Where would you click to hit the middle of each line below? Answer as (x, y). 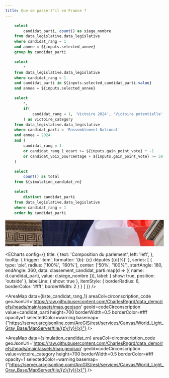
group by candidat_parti (40, 52)
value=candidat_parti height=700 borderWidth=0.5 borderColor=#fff (76, 312)
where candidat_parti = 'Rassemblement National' (67, 130)
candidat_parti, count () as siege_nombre (67, 31)
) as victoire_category (48, 119)
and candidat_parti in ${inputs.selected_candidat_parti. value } (83, 83)
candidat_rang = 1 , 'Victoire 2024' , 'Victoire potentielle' (98, 114)
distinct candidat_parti (49, 197)
